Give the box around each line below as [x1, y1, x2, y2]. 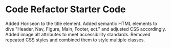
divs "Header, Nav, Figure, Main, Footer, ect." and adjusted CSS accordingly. [5, 26, 166, 32]
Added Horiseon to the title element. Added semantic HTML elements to [5, 20, 158, 27]
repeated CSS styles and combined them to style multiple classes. [5, 37, 145, 43]
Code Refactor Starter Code [5, 4, 126, 15]
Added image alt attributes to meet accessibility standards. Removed [5, 31, 151, 37]
